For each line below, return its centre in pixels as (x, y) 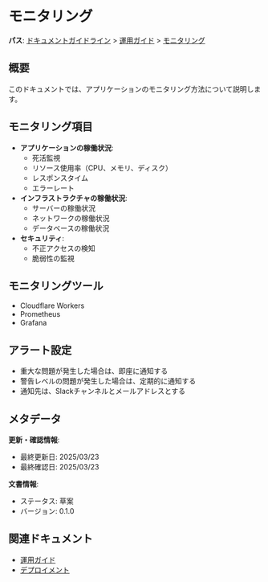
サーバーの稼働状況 (64, 208)
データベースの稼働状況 (71, 228)
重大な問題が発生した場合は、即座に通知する (94, 371)
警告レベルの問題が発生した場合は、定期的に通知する (108, 381)
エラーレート (53, 188)
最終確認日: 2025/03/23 (59, 467)
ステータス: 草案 (47, 501)
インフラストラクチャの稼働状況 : (74, 198)
